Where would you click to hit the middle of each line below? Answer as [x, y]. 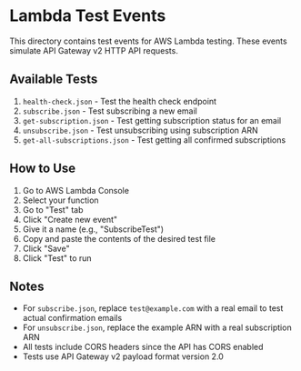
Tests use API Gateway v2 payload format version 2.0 [123, 356]
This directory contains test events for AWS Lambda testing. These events [149, 41]
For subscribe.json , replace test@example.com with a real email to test [153, 308]
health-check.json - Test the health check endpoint [119, 101]
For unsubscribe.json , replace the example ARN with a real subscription [157, 327]
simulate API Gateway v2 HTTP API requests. [94, 50]
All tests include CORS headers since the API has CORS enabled [143, 347]
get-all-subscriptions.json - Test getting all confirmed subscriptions [154, 140]
